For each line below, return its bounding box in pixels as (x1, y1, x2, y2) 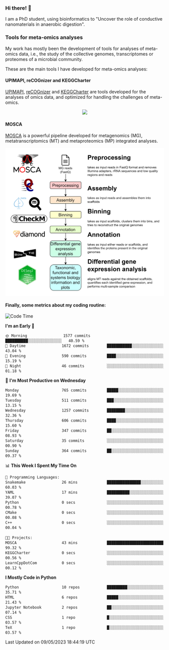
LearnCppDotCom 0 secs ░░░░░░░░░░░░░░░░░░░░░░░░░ (5, 561, 164, 566)
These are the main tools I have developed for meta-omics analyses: (5, 66, 148, 72)
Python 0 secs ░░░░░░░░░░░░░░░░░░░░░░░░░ (5, 500, 164, 505)
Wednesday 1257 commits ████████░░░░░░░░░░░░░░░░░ (5, 408, 164, 413)
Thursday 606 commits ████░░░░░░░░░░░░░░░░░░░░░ (5, 418, 164, 423)
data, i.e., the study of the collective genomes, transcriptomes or (19, 50, 154, 57)
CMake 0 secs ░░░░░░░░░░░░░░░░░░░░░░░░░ (5, 510, 164, 515)
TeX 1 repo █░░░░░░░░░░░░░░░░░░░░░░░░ (5, 625, 164, 630)
